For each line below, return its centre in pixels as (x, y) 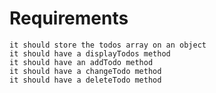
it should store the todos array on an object (108, 45)
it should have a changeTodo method (85, 71)
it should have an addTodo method (81, 62)
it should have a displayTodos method (90, 53)
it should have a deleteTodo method (85, 80)
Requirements (69, 18)
